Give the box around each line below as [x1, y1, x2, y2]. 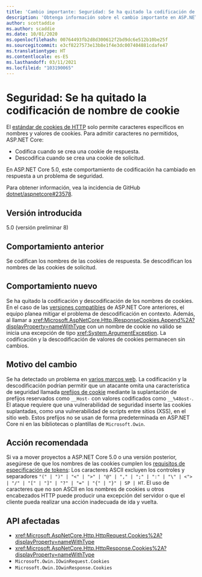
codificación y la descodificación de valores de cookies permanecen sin [6, 335, 185, 343]
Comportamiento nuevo [6, 281, 97, 292]
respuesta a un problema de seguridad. [6, 172, 104, 179]
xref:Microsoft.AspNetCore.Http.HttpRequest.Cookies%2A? [14, 532, 163, 539]
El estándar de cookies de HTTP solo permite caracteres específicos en [6, 123, 185, 131]
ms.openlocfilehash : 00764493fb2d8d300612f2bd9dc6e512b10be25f [6, 37, 168, 43]
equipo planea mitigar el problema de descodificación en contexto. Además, [6, 310, 195, 317]
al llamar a [6, 316, 32, 323]
